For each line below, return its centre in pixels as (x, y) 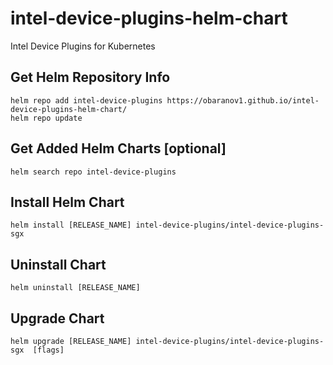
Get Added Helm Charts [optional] (118, 148)
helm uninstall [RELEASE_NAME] (75, 288)
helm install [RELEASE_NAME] (71, 225)
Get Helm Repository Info (90, 77)
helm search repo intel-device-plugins (93, 172)
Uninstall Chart (58, 264)
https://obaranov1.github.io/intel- (243, 100)
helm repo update (46, 118)
